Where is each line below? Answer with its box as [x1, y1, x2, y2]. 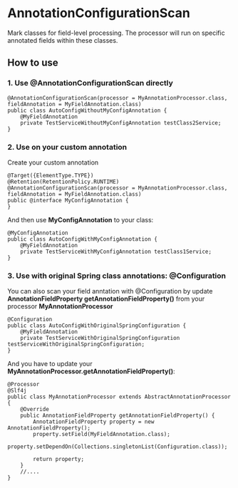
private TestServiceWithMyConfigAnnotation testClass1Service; [20, 248, 212, 255]
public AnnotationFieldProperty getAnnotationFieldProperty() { [20, 412, 215, 420]
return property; [33, 456, 84, 463]
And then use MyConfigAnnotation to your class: [7, 215, 154, 224]
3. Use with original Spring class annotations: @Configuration [7, 271, 227, 281]
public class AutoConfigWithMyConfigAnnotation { [7, 235, 158, 243]
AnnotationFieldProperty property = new [33, 418, 155, 425]
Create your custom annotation [7, 158, 99, 167]
